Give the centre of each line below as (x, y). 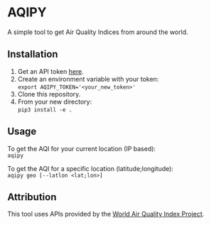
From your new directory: (55, 101)
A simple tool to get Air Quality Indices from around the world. (98, 32)
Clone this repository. (49, 94)
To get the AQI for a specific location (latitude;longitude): (91, 168)
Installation (33, 54)
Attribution (32, 197)
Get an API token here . (50, 71)
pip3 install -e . (45, 110)
